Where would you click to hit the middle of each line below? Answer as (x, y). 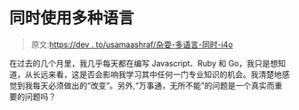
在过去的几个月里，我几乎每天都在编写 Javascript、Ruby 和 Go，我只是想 (144, 63)
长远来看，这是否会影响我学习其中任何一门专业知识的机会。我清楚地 (157, 74)
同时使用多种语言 (72, 18)
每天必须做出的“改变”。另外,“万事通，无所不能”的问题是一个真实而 (154, 85)
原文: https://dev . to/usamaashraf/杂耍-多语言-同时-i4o (132, 44)
